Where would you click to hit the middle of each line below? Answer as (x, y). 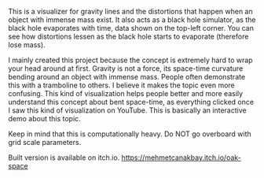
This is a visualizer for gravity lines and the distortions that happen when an (130, 11)
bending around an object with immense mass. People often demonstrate (127, 77)
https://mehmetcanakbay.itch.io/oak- (181, 158)
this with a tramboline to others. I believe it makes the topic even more (122, 85)
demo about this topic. (44, 119)
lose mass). (27, 45)
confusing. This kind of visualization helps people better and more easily (126, 93)
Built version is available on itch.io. (64, 158)
